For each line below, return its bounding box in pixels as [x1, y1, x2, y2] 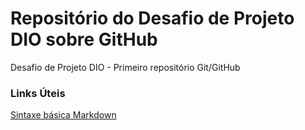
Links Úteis [10, 86, 66, 100]
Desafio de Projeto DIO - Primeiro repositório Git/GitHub [10, 61, 241, 73]
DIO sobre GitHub [10, 28, 158, 51]
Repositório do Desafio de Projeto [10, 7, 295, 30]
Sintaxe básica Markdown [10, 109, 117, 121]
